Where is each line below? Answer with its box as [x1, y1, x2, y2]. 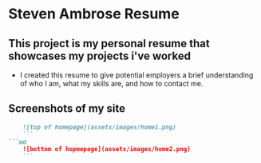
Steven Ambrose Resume [8, 5, 180, 23]
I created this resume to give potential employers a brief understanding [19, 70, 254, 80]
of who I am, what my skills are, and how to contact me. [19, 79, 204, 88]
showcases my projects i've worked [8, 49, 192, 62]
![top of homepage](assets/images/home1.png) [22, 123, 177, 131]
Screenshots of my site [8, 101, 126, 116]
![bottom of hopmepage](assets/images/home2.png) [22, 145, 192, 153]
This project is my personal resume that [8, 37, 210, 50]
